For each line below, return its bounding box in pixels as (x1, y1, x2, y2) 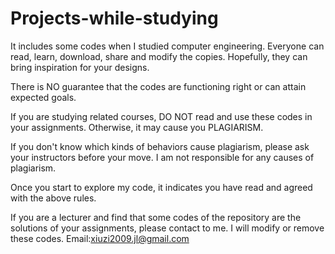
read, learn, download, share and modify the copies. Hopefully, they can (10, 50, 308, 62)
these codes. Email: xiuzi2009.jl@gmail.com (10, 232, 190, 244)
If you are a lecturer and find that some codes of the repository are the (10, 211, 302, 223)
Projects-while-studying (10, 7, 219, 30)
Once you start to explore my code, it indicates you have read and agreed (10, 181, 313, 193)
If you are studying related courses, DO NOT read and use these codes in (10, 110, 313, 122)
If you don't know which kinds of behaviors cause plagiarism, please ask (10, 140, 310, 152)
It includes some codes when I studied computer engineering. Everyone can (10, 40, 325, 52)
